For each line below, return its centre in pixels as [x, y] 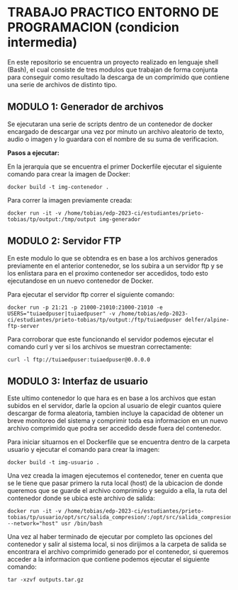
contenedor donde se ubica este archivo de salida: [81, 498]
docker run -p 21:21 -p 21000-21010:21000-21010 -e [85, 307]
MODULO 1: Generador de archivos [86, 107]
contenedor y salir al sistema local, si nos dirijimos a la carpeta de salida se [117, 544]
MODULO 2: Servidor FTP [64, 241]
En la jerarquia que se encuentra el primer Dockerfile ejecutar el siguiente [115, 166]
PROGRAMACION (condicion [93, 27]
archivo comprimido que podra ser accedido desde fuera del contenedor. [114, 429]
